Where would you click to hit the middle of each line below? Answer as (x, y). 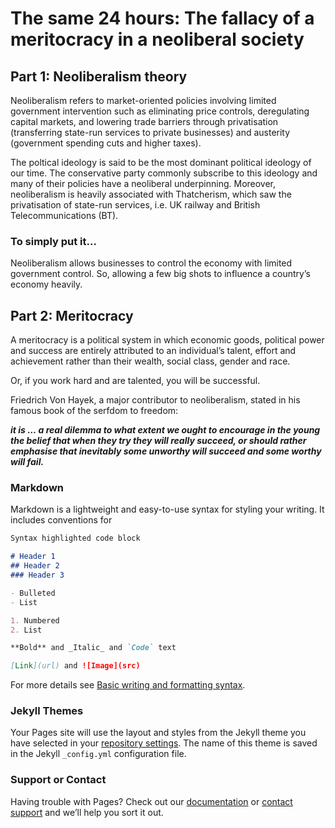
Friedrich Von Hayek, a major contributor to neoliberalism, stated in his (155, 400)
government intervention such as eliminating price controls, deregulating (160, 111)
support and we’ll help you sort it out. (87, 812)
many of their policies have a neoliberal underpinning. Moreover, (143, 183)
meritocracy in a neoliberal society (157, 39)
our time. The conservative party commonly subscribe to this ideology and (164, 173)
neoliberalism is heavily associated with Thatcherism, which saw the (151, 194)
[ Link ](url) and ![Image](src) (75, 666)
